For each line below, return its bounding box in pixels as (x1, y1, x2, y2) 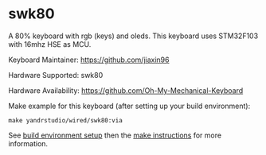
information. (8, 138, 49, 148)
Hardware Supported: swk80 (8, 70, 104, 79)
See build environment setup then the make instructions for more (8, 130, 221, 140)
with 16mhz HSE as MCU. (8, 39, 92, 48)
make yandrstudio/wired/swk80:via (8, 116, 123, 124)
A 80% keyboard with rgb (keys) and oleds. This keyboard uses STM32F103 (8, 31, 259, 41)
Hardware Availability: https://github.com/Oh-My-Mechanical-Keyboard (8, 85, 244, 95)
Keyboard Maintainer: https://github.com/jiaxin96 (8, 55, 170, 64)
